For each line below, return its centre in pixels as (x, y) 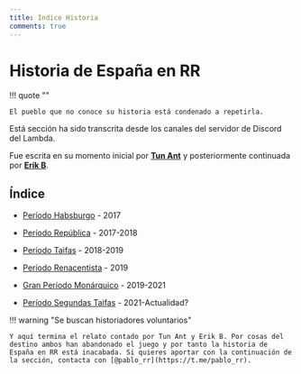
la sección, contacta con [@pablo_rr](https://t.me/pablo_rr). (131, 360)
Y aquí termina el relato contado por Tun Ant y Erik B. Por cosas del (146, 337)
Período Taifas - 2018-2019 (73, 251)
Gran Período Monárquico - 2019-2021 (94, 286)
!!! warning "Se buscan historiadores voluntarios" (100, 320)
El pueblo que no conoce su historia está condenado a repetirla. (137, 112)
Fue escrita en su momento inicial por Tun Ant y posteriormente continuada (150, 156)
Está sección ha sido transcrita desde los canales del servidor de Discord (146, 129)
